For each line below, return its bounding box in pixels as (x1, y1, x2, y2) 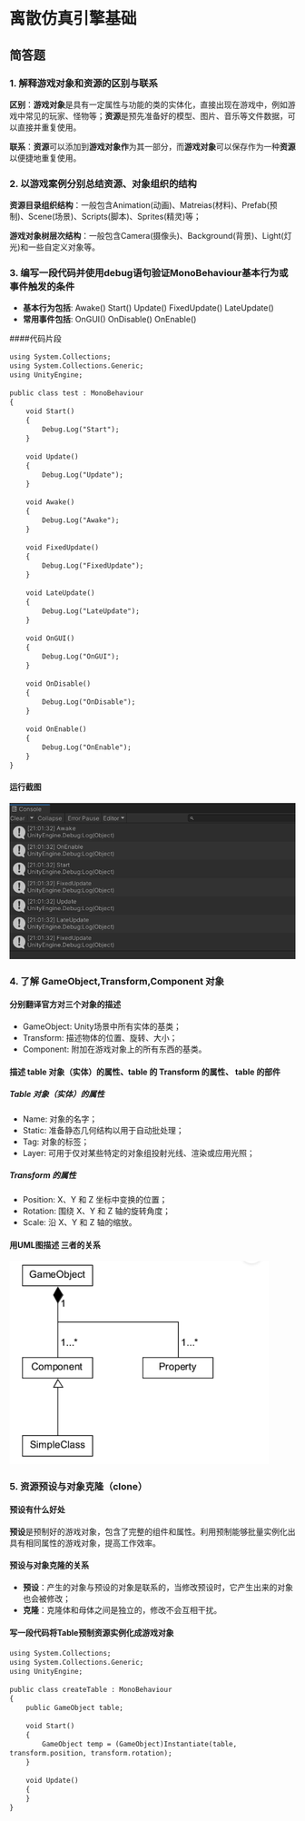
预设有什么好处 (9, 1504, 65, 1515)
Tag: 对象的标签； (22, 1136, 90, 1147)
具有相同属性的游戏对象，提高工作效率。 (9, 1537, 161, 1549)
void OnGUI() (25, 634, 75, 643)
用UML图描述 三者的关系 (9, 1240, 102, 1251)
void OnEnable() (25, 725, 88, 734)
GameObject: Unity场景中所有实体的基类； (22, 1021, 182, 1032)
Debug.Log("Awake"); (42, 516, 120, 525)
